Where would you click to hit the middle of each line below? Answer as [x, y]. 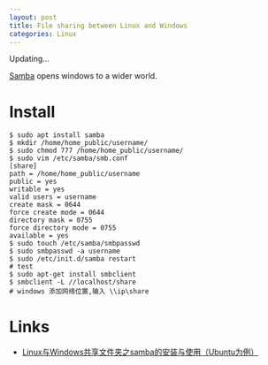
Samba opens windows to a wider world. [83, 76]
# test [21, 267]
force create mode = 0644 [57, 213]
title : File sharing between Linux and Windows [99, 26]
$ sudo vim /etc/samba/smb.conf [69, 159]
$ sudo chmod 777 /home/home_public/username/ [96, 151]
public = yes [33, 182]
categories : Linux [43, 34]
